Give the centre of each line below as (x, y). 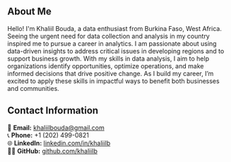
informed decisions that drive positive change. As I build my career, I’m (111, 73)
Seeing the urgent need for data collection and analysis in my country (108, 36)
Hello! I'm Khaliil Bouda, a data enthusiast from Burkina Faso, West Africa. (115, 28)
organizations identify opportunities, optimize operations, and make (106, 66)
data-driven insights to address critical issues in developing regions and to (116, 51)
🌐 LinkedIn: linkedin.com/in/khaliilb (59, 143)
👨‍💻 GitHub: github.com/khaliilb (52, 151)
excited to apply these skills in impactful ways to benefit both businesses (114, 81)
